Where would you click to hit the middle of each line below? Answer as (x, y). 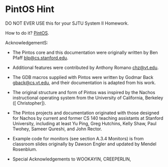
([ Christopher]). (29, 103)
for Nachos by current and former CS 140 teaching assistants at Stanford (88, 118)
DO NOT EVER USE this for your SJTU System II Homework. (67, 23)
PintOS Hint (30, 9)
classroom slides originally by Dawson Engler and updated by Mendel (84, 144)
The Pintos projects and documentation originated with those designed (86, 113)
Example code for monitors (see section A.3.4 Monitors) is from (78, 138)
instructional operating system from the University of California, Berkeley (88, 98)
